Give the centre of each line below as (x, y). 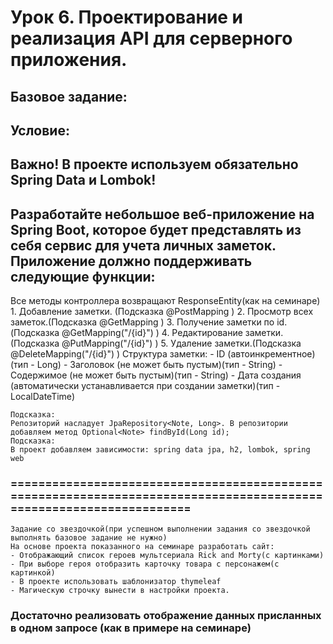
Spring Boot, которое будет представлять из (156, 229)
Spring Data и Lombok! (83, 180)
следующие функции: (83, 276)
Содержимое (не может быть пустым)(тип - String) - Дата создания (156, 375)
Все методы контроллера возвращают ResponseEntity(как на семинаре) (165, 301)
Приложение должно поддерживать (131, 261)
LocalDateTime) (43, 397)
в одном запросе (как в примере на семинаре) (131, 628)
